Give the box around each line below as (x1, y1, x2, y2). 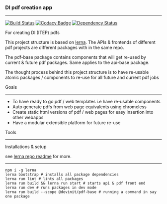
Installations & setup (5, 144, 47, 150)
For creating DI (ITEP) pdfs (5, 29, 60, 36)
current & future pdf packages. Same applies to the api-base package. (5, 59, 150, 66)
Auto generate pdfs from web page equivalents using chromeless (12, 104, 147, 110)
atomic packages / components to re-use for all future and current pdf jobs (5, 74, 159, 81)
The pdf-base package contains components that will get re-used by (5, 54, 147, 60)
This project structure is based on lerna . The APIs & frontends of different (5, 39, 156, 45)
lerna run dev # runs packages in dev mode (5, 185, 97, 191)
